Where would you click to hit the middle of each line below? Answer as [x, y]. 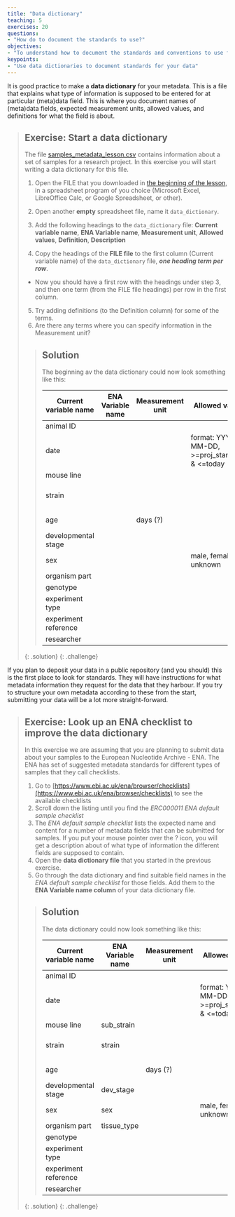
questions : [23, 33]
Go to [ [45, 786]
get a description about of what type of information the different [127, 845]
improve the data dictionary [86, 733]
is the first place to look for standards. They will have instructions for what [114, 678]
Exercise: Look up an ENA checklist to [108, 722]
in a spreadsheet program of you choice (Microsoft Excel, [117, 191]
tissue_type [120, 1125]
